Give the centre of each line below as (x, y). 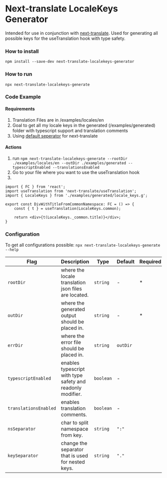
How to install (22, 51)
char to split (75, 423)
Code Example (23, 97)
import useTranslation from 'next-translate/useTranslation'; (71, 191)
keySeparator (23, 456)
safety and (73, 382)
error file (71, 342)
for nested (73, 462)
